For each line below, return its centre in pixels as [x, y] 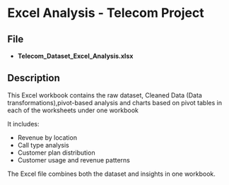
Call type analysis [43, 145]
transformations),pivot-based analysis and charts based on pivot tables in [115, 102]
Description [34, 78]
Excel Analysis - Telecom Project [106, 13]
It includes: [23, 124]
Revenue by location [47, 137]
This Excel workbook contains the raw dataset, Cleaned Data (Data [105, 95]
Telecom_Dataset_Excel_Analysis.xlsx [75, 56]
